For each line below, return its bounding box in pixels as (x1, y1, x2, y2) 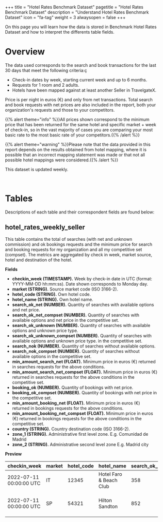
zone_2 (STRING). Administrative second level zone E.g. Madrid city (12, 441, 149, 447)
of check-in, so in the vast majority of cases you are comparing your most (5, 127, 153, 133)
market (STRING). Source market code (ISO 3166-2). (12, 286, 118, 292)
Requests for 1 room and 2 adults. (12, 82, 80, 88)
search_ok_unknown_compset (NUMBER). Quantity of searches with (12, 332, 152, 338)
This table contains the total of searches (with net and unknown (5, 236, 132, 242)
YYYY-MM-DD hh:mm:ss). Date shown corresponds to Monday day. (12, 281, 148, 287)
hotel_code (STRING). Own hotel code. (12, 291, 91, 297)
